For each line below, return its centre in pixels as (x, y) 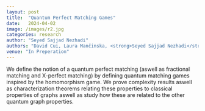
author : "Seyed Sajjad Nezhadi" (47, 40)
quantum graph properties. (40, 101)
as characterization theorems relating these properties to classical (89, 88)
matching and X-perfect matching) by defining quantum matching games (98, 75)
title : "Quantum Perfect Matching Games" (61, 18)
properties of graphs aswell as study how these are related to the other (95, 95)
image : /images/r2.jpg (35, 29)
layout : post (23, 12)
